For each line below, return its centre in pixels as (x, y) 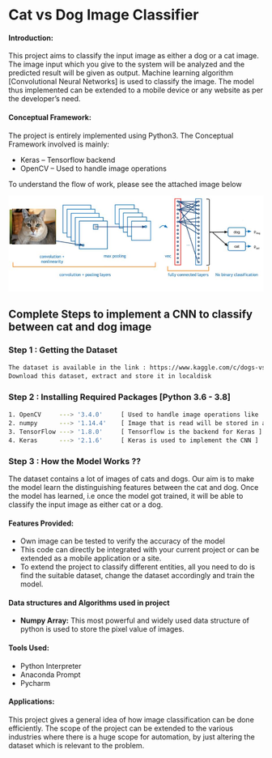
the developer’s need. (45, 99)
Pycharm (35, 683)
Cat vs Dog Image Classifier (104, 15)
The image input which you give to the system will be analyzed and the (127, 64)
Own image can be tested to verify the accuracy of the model (122, 541)
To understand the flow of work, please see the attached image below (125, 184)
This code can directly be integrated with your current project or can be (140, 550)
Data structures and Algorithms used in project (89, 603)
